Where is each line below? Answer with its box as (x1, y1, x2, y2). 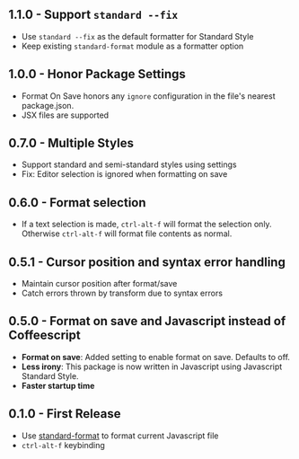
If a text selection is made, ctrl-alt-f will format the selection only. (21, 219, 272, 230)
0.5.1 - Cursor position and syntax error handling (8, 254, 286, 269)
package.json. (21, 100, 75, 110)
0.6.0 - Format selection (8, 195, 146, 210)
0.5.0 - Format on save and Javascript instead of (8, 313, 286, 329)
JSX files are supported (21, 110, 110, 120)
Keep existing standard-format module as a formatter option (21, 40, 244, 51)
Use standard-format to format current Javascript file (21, 430, 219, 441)
